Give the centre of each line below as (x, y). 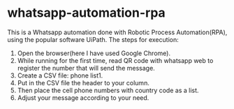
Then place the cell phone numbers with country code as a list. (108, 90)
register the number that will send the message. (86, 68)
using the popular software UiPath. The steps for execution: (93, 39)
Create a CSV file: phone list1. (60, 75)
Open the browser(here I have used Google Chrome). (94, 53)
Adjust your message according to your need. (83, 97)
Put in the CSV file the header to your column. (83, 82)
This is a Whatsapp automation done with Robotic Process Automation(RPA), (117, 32)
